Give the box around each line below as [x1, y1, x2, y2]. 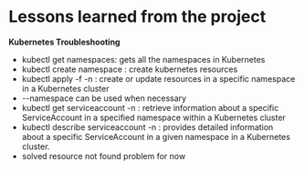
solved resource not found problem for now [21, 150, 186, 161]
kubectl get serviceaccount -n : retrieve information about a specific [21, 102, 279, 113]
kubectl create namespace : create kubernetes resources [21, 64, 238, 75]
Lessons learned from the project [8, 6, 267, 27]
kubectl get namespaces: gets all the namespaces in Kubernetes [21, 54, 266, 65]
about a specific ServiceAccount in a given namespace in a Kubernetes [21, 131, 291, 142]
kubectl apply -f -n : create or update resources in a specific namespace [21, 73, 296, 84]
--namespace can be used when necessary [21, 93, 187, 104]
